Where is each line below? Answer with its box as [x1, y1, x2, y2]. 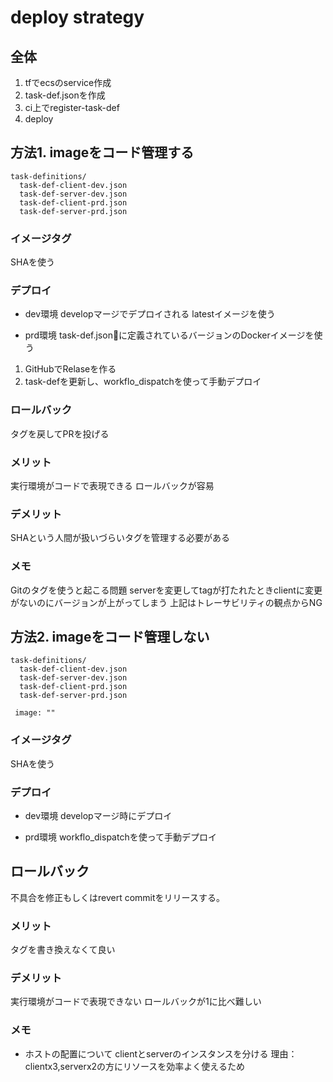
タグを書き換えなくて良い [10, 944, 116, 956]
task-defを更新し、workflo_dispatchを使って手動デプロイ [24, 376, 262, 388]
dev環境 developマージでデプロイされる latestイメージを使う [24, 308, 276, 320]
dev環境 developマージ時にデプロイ [24, 810, 173, 821]
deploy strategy [10, 6, 145, 29]
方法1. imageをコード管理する [10, 144, 195, 161]
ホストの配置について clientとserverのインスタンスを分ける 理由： [24, 1047, 298, 1060]
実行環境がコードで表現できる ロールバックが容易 [10, 480, 215, 491]
